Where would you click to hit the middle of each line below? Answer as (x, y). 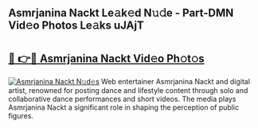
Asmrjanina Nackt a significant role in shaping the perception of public (124, 107)
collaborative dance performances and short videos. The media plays (122, 99)
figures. (21, 116)
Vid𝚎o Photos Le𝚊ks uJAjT (76, 26)
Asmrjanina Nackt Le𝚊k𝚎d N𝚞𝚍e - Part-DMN (121, 13)
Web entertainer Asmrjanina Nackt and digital (176, 81)
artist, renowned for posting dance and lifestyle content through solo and (128, 90)
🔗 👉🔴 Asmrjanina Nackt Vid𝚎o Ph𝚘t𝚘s (106, 58)
